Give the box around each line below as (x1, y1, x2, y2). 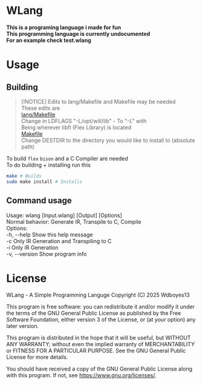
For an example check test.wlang (6, 36, 92, 44)
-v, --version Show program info (6, 250, 87, 258)
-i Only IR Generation (6, 244, 59, 251)
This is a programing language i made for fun (6, 24, 122, 31)
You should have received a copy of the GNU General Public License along (6, 365, 192, 373)
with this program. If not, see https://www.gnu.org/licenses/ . (6, 372, 157, 379)
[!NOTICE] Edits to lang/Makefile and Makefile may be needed (21, 98, 176, 105)
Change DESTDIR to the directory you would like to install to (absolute (21, 136, 195, 144)
